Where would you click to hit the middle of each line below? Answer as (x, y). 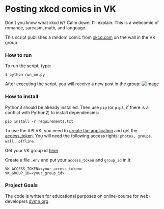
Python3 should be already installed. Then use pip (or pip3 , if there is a (77, 107)
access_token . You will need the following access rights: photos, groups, (79, 136)
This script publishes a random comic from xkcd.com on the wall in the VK (80, 37)
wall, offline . (20, 141)
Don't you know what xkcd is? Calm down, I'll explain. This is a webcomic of (82, 23)
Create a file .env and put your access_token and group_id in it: (68, 160)
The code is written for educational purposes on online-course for (72, 196)
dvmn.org (39, 201)
